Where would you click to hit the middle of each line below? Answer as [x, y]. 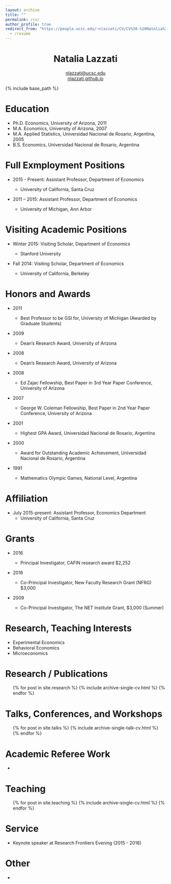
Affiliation [27, 498]
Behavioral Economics [36, 647]
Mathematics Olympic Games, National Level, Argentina [79, 478]
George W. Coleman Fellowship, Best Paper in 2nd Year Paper [85, 408]
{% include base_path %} [32, 88]
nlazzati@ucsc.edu [85, 73]
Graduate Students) [41, 323]
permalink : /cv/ [22, 19]
